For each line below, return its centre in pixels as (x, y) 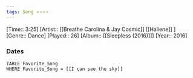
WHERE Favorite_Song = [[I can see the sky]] (64, 69)
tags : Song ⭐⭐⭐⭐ (28, 12)
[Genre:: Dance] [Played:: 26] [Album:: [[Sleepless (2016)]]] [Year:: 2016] (97, 35)
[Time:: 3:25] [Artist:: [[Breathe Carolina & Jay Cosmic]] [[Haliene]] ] (91, 29)
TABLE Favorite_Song (32, 63)
